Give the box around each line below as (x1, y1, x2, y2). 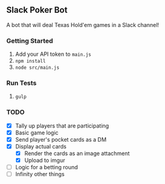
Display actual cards (15, 142, 67, 150)
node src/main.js (15, 64, 60, 71)
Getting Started (6, 36, 53, 45)
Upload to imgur (24, 156, 65, 164)
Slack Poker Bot (6, 5, 68, 15)
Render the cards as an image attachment (24, 150, 130, 157)
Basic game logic (15, 129, 59, 136)
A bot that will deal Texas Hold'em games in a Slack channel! (6, 21, 159, 28)
